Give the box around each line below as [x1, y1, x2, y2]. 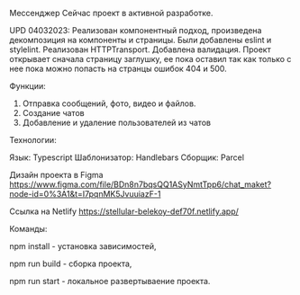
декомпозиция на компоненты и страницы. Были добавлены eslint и [9, 35, 272, 45]
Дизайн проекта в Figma [9, 170, 104, 180]
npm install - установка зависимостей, [9, 241, 157, 251]
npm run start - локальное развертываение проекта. [9, 276, 211, 286]
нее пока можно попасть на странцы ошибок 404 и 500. [9, 63, 227, 74]
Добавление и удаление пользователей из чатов [22, 117, 212, 128]
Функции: [9, 81, 47, 91]
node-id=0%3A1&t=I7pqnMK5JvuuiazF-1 [9, 189, 161, 199]
